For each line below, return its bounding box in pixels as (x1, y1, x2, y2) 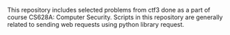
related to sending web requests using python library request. (7, 21, 185, 28)
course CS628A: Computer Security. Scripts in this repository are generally (7, 13, 223, 21)
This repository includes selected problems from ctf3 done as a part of (7, 6, 210, 14)
